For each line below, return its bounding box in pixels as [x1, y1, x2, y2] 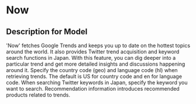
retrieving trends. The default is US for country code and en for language [6, 73, 183, 80]
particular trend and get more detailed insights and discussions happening [6, 60, 185, 67]
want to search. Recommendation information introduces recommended [6, 85, 180, 92]
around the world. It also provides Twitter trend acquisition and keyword [6, 48, 180, 55]
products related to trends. [6, 91, 71, 98]
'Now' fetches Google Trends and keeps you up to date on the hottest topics [6, 42, 191, 49]
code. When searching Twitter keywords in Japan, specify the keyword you [6, 79, 188, 86]
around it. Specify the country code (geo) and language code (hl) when [6, 67, 178, 73]
